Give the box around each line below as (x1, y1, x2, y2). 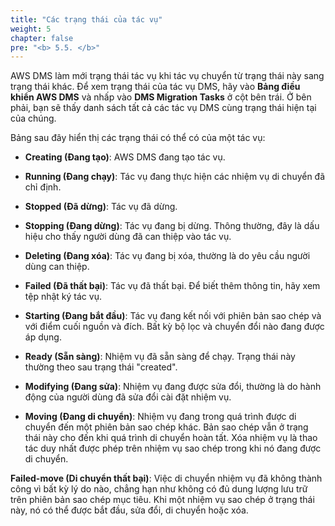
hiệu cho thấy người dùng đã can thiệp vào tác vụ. (24, 231, 232, 243)
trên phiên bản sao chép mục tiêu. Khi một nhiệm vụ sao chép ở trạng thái (10, 494, 315, 506)
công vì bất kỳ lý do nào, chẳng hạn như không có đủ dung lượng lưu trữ (10, 483, 308, 495)
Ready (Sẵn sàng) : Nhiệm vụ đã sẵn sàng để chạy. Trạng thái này (24, 351, 296, 363)
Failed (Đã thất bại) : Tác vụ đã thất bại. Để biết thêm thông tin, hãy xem (24, 280, 321, 292)
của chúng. (10, 112, 57, 125)
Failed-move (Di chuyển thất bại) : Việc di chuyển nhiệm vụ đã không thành (10, 472, 323, 485)
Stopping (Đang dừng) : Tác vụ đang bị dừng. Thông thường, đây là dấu (24, 220, 320, 232)
